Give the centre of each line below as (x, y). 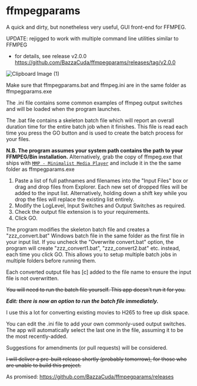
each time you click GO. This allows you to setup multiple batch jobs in (92, 254)
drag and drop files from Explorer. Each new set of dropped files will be (101, 187)
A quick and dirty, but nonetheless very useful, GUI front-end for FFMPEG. (96, 27)
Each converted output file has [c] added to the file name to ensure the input (99, 272)
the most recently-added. (37, 336)
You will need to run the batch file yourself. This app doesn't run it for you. (96, 290)
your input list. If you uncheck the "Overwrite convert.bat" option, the (90, 241)
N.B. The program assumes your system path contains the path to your (95, 150)
